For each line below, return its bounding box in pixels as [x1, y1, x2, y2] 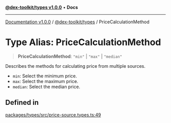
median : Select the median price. [12, 84, 80, 90]
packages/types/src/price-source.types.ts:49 [5, 111, 101, 118]
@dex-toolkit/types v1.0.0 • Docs [5, 5, 78, 10]
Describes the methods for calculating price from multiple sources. [5, 63, 146, 69]
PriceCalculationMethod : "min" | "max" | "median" [17, 53, 122, 59]
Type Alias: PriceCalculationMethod [5, 36, 161, 48]
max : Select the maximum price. [12, 78, 78, 84]
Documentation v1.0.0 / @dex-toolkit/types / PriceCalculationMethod [5, 19, 150, 25]
